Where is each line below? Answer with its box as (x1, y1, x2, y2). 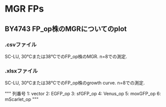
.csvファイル (5, 41, 37, 48)
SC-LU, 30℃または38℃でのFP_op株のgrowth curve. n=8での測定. (5, 80, 145, 86)
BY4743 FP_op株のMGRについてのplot (5, 24, 127, 33)
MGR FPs (5, 3, 44, 15)
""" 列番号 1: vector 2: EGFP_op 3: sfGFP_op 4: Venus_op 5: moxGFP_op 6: (5, 91, 161, 97)
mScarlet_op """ (5, 96, 39, 102)
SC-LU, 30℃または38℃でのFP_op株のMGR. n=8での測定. (5, 53, 128, 59)
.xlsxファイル (5, 67, 38, 74)
